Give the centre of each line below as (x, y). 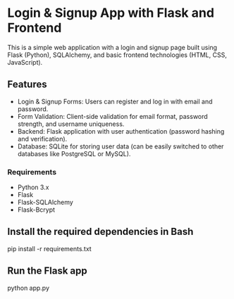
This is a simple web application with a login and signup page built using (112, 47)
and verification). (42, 139)
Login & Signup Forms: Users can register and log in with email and (115, 101)
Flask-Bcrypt (36, 210)
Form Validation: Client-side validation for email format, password (112, 116)
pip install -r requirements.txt (49, 248)
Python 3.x (33, 187)
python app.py (29, 288)
